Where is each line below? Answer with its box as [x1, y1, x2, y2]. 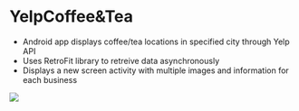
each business [22, 74, 78, 85]
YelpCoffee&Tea [9, 6, 134, 27]
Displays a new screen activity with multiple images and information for [22, 65, 290, 76]
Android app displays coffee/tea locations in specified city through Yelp [22, 36, 290, 47]
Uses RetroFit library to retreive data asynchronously [22, 55, 220, 66]
